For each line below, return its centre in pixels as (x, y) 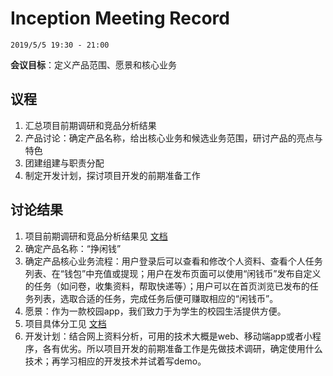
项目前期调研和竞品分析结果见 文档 (96, 236)
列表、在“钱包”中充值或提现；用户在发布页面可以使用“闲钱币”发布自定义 (173, 273)
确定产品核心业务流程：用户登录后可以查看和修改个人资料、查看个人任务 (173, 261)
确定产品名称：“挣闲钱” (73, 248)
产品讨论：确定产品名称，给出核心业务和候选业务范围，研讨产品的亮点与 (173, 138)
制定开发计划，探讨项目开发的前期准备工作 (112, 175)
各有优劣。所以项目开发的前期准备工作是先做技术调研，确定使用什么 (182, 348)
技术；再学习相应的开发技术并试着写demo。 (115, 361)
